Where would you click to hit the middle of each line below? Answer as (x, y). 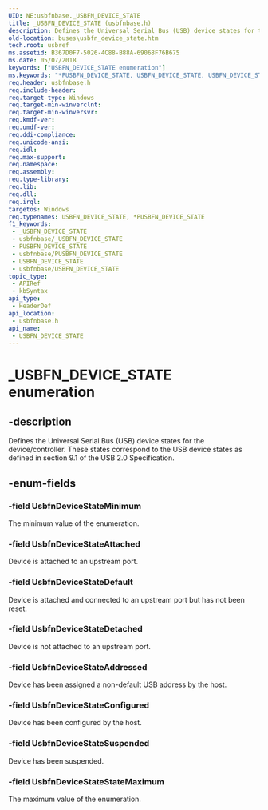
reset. (18, 608)
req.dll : (23, 194)
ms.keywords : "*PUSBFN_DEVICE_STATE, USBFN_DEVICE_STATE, (106, 75)
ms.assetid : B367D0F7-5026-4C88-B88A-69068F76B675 (94, 53)
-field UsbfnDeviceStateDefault (71, 583)
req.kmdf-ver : (32, 120)
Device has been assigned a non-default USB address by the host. (118, 684)
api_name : (25, 328)
